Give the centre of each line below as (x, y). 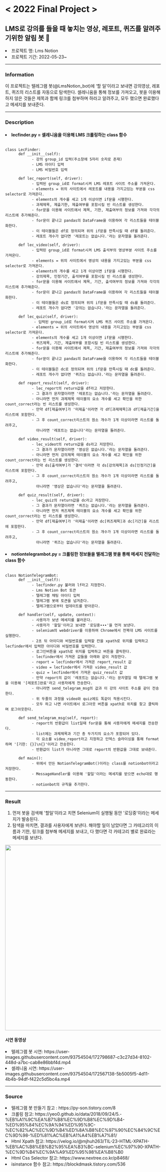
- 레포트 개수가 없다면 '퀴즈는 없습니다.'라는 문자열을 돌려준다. (89, 375)
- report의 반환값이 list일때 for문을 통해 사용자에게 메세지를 (89, 723)
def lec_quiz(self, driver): (48, 317)
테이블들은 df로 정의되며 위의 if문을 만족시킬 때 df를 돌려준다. (99, 231)
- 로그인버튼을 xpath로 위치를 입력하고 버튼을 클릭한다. (82, 652)
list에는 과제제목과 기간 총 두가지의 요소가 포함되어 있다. (88, 734)
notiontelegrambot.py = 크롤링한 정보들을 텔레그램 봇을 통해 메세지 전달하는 (86, 554)
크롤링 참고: (23, 1114)
